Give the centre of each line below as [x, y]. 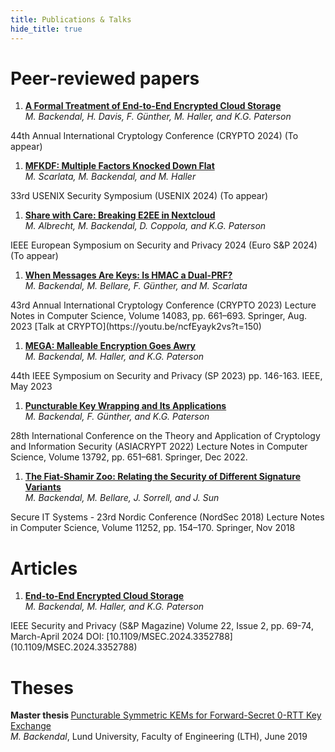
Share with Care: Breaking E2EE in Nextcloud [120, 215]
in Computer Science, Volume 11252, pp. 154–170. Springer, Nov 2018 [153, 528]
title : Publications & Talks [71, 19]
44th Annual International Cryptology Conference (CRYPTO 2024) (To [154, 136]
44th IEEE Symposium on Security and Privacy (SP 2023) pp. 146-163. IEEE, [166, 376]
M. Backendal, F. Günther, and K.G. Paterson [117, 417]
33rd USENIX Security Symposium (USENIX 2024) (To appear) [139, 196]
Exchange [31, 726]
